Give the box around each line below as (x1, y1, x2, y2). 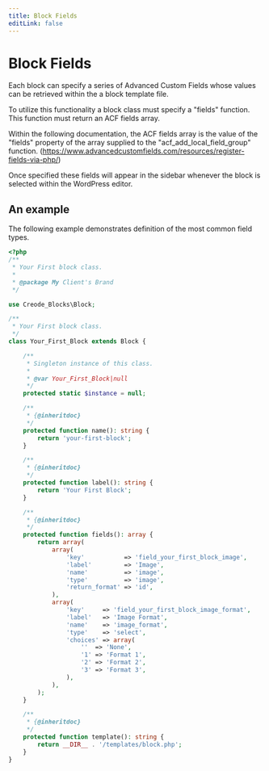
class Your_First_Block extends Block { (8, 337, 147, 346)
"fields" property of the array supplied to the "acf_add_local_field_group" (8, 138, 251, 148)
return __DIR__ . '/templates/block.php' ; (37, 740, 183, 748)
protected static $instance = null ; (23, 389, 147, 398)
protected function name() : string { (23, 426, 150, 434)
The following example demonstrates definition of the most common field (8, 224, 253, 234)
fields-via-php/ (8, 155, 59, 165)
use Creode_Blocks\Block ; (8, 300, 95, 308)
